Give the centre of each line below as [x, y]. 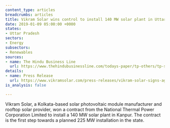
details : [14, 71]
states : [13, 29]
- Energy [14, 43]
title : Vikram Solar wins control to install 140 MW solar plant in [79, 19]
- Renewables [19, 52]
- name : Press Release [29, 76]
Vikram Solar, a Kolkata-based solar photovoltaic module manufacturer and [83, 104]
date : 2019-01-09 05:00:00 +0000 [40, 24]
